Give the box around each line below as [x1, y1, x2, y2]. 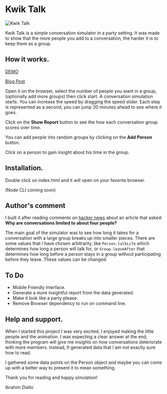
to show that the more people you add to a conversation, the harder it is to [5, 35, 158, 41]
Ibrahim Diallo [5, 384, 34, 390]
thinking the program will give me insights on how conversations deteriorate [5, 339, 162, 345]
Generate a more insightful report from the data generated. [12, 290, 134, 296]
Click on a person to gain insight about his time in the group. [5, 149, 130, 155]
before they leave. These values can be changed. [5, 256, 108, 262]
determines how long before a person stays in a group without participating [5, 251, 161, 257]
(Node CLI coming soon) [5, 187, 56, 193]
